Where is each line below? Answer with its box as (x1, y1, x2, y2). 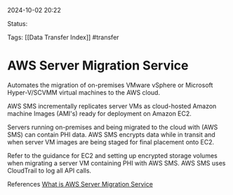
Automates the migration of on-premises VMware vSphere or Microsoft (7, 81, 213, 89)
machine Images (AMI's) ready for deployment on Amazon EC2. (7, 109, 192, 118)
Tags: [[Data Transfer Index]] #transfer (7, 33, 119, 41)
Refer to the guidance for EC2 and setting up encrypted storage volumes (7, 151, 218, 160)
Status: (7, 20, 28, 27)
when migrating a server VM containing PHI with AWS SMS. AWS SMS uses (7, 159, 226, 167)
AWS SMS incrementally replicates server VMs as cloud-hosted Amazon (7, 102, 217, 110)
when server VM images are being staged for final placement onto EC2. (7, 137, 215, 146)
